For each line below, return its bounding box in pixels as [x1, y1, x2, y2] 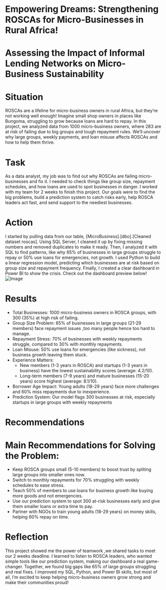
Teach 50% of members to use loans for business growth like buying [12, 488, 153, 494]
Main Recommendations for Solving [5, 439, 156, 451]
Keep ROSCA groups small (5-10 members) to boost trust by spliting [12, 466, 152, 473]
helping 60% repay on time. [12, 514, 69, 520]
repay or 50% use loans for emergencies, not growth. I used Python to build [5, 254, 160, 260]
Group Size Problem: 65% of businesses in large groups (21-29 [12, 320, 142, 326]
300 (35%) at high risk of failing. [12, 315, 79, 321]
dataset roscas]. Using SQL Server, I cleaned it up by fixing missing [5, 239, 143, 245]
